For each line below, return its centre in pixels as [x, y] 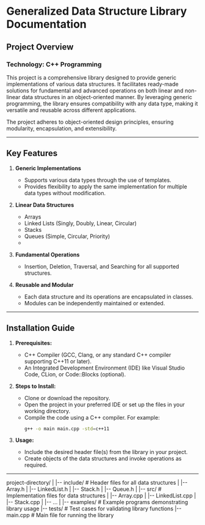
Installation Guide [41, 328]
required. [36, 465]
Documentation [47, 24]
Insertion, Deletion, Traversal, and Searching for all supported [102, 266]
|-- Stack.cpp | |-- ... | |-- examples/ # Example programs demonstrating [97, 502]
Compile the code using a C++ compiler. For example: [92, 417]
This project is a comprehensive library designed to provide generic [92, 77]
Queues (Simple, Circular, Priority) [67, 236]
